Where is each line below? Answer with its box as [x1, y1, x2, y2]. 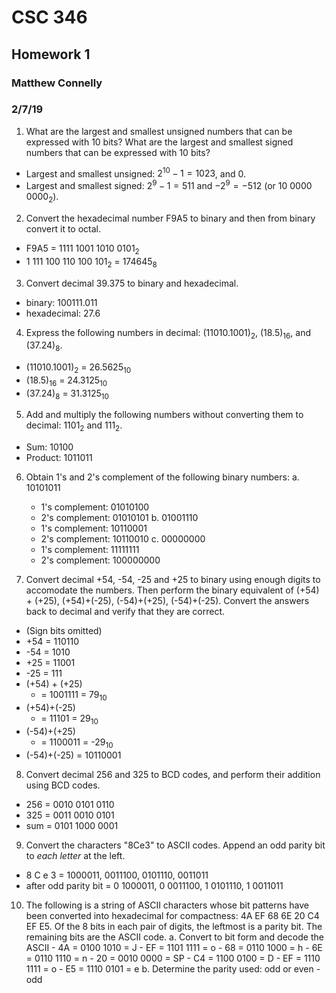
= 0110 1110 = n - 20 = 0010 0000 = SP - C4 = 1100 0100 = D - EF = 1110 [25, 952, 321, 964]
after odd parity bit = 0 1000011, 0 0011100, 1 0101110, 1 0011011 [25, 879, 284, 891]
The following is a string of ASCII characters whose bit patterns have [25, 899, 309, 911]
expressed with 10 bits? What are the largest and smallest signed [25, 136, 294, 148]
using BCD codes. [25, 779, 101, 791]
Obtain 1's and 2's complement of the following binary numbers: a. [25, 471, 300, 483]
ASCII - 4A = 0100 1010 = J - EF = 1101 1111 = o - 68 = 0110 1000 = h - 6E [25, 941, 323, 953]
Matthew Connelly [11, 76, 103, 90]
